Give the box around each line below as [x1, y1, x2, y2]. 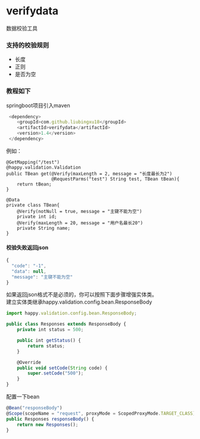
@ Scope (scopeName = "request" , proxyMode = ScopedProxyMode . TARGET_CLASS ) [6, 410, 196, 416]
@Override [17, 359, 42, 365]
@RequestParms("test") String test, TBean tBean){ [51, 176, 180, 182]
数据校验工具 [6, 24, 37, 32]
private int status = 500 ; [17, 327, 84, 333]
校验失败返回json [6, 243, 49, 251]
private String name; [17, 225, 70, 231]
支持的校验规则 [6, 41, 49, 49]
